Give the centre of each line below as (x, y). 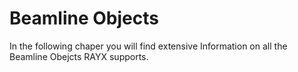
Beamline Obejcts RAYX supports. (79, 56)
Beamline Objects (84, 18)
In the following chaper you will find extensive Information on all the (148, 46)
